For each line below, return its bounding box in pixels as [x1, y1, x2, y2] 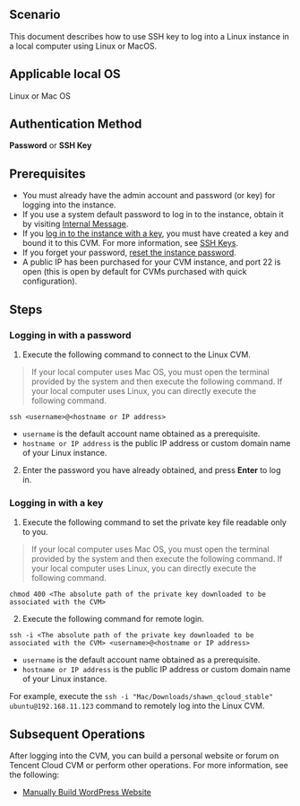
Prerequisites [9, 166, 86, 181]
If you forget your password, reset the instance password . [21, 247, 237, 258]
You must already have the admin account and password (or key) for [21, 190, 276, 201]
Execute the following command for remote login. [21, 614, 204, 625]
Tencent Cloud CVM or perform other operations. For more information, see [9, 760, 289, 771]
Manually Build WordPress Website [21, 787, 152, 798]
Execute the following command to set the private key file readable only [21, 517, 287, 528]
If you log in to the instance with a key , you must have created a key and [21, 228, 289, 239]
